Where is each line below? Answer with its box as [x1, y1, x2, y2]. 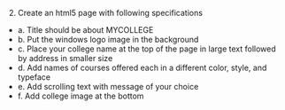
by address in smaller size [17, 53, 113, 63]
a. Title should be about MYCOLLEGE [17, 25, 154, 35]
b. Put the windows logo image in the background [17, 35, 199, 44]
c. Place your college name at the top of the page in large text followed [17, 43, 276, 54]
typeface [17, 72, 51, 82]
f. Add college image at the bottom [17, 90, 144, 101]
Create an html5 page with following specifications [17, 8, 204, 18]
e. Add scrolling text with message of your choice [17, 82, 199, 91]
